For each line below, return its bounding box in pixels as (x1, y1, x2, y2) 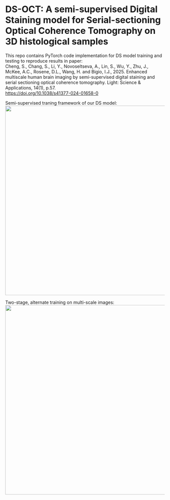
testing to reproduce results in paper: (5, 58, 83, 64)
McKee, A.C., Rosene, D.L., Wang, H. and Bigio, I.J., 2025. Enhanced (5, 68, 148, 74)
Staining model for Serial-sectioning (5, 14, 161, 26)
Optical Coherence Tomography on (5, 25, 156, 36)
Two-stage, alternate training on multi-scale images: (5, 299, 115, 305)
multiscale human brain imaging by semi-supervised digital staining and (5, 74, 155, 80)
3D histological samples (5, 36, 109, 48)
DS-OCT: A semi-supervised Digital (5, 4, 158, 15)
